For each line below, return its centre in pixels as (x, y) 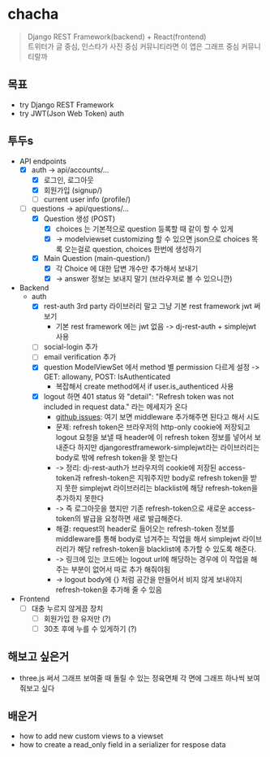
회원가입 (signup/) (73, 190)
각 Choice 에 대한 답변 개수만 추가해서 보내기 (127, 268)
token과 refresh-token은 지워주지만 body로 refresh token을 (152, 477)
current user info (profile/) (87, 199)
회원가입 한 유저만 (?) (77, 618)
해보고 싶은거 (39, 657)
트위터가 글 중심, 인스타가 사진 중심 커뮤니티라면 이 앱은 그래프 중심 (133, 46)
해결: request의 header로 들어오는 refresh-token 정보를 (145, 529)
